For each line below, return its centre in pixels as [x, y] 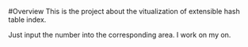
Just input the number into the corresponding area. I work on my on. [120, 35]
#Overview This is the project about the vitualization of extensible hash [124, 11]
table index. [27, 20]
